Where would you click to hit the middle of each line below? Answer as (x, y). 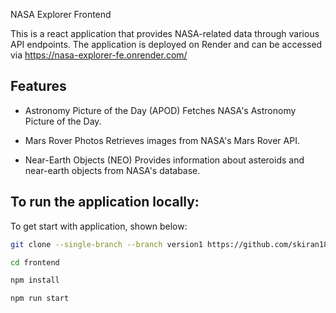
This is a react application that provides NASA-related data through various (165, 33)
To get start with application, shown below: (99, 226)
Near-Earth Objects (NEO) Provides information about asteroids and (164, 160)
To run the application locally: (105, 202)
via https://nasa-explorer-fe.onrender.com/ (99, 55)
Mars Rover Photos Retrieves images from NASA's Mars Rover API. (162, 140)
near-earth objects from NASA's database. (112, 170)
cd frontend (35, 262)
